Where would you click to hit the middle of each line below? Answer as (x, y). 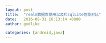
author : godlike (22, 24)
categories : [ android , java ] (35, 33)
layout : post (19, 10)
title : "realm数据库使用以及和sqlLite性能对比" (53, 14)
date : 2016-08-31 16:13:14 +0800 (43, 19)
